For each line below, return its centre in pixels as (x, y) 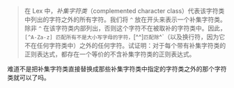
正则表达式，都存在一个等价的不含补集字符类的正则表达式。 (110, 54)
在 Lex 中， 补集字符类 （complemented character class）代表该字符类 (124, 11)
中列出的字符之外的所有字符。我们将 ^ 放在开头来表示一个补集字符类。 (125, 19)
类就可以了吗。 (29, 78)
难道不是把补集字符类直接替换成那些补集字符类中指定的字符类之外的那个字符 (117, 69)
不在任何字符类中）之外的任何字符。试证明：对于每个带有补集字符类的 (125, 45)
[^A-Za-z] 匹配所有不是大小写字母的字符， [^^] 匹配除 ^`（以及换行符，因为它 (124, 37)
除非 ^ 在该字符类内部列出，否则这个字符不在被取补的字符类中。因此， (125, 28)
